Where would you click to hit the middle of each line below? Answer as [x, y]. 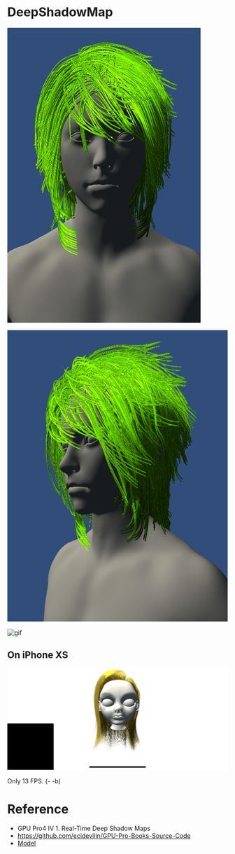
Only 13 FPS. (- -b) [34, 780]
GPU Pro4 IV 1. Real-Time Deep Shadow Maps [84, 828]
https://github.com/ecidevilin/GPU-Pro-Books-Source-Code [104, 836]
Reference [38, 809]
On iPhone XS [38, 655]
